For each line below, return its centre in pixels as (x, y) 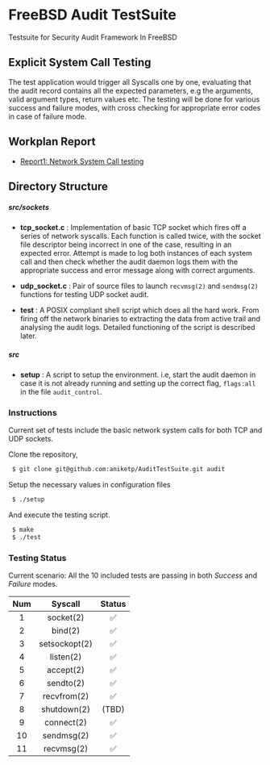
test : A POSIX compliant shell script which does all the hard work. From (139, 310)
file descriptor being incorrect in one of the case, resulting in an (126, 245)
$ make (23, 529)
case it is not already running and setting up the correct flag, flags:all (138, 383)
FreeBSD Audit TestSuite (93, 15)
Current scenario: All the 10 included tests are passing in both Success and (133, 575)
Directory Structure (58, 186)
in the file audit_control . (61, 391)
